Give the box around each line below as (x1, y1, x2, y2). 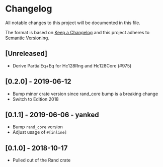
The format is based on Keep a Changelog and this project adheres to (5, 29, 150, 35)
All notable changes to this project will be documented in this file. (5, 20, 141, 26)
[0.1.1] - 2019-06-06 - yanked (5, 110, 99, 119)
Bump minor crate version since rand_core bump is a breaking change (12, 91, 158, 97)
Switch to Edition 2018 (12, 96, 59, 102)
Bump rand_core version (12, 124, 63, 130)
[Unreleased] (5, 49, 48, 58)
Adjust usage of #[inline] (12, 129, 67, 135)
